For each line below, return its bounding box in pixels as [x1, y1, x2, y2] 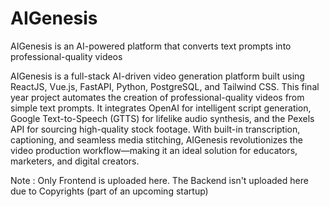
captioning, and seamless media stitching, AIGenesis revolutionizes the [10, 133, 303, 146]
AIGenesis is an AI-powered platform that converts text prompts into [10, 40, 292, 52]
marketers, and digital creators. [10, 155, 140, 167]
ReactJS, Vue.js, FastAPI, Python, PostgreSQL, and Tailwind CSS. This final [10, 80, 320, 92]
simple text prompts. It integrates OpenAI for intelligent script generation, [10, 102, 312, 114]
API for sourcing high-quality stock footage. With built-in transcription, [10, 123, 301, 135]
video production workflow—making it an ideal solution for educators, [10, 144, 298, 156]
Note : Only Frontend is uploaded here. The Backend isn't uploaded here [10, 174, 309, 186]
